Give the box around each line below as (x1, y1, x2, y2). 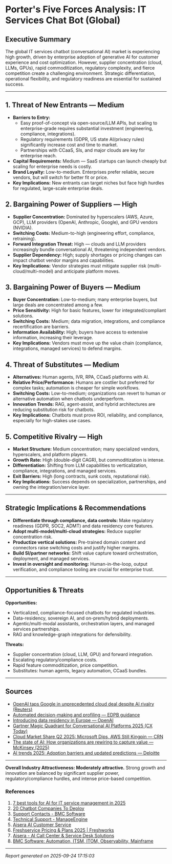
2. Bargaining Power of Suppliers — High (5, 200, 137, 209)
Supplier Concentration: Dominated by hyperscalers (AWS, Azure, (12, 214, 154, 220)
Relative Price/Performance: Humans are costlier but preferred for (12, 379, 155, 385)
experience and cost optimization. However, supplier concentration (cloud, (5, 59, 163, 65)
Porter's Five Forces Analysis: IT (5, 4, 147, 15)
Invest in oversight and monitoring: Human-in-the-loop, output (12, 561, 147, 567)
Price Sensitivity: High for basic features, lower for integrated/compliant (12, 307, 166, 314)
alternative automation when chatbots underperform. (12, 396, 125, 402)
